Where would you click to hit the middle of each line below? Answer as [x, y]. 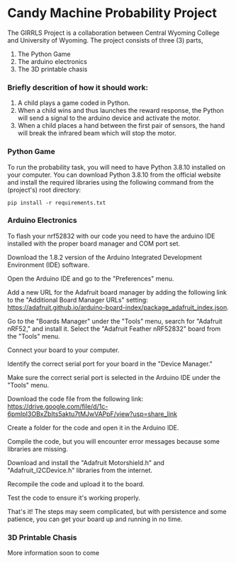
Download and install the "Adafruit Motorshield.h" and [86, 462]
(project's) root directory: [44, 190]
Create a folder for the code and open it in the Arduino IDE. [93, 427]
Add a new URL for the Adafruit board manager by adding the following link [117, 292]
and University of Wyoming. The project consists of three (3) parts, [105, 40]
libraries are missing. [38, 449]
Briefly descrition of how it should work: [78, 87]
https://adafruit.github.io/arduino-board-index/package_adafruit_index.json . [118, 307]
